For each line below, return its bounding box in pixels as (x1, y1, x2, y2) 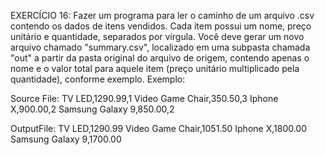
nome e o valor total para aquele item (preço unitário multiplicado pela (10, 63, 300, 74)
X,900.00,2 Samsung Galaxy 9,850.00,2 (10, 103, 175, 115)
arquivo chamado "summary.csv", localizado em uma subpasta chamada (10, 41, 311, 53)
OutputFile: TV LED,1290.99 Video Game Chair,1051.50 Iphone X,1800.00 (10, 123, 308, 134)
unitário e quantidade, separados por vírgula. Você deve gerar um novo (10, 31, 305, 42)
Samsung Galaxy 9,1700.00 (10, 133, 122, 145)
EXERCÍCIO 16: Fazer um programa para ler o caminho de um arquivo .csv (10, 10, 315, 21)
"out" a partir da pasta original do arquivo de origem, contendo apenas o (10, 52, 310, 64)
